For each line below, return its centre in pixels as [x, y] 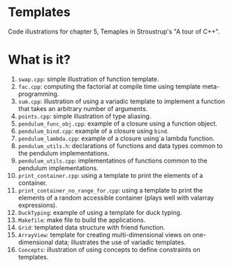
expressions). [38, 205]
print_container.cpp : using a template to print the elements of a [110, 175]
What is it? [39, 60]
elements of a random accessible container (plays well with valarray [116, 198]
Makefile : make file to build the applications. [82, 220]
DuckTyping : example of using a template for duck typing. [100, 212]
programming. [38, 94]
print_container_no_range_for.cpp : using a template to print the [110, 190]
